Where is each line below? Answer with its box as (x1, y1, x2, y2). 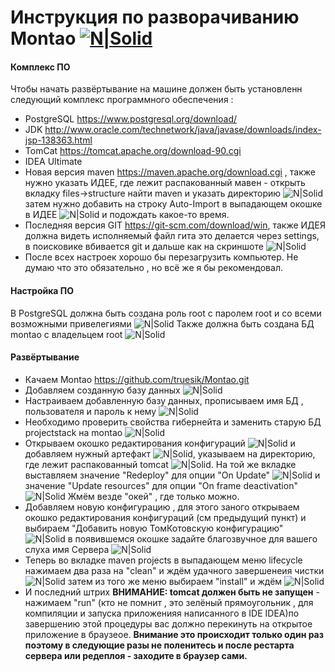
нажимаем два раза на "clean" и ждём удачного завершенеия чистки (24, 564, 325, 576)
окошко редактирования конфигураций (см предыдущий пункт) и (24, 511, 307, 523)
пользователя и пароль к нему (24, 405, 157, 417)
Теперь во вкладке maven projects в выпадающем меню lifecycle (24, 554, 303, 566)
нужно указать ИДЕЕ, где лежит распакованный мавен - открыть (24, 177, 306, 189)
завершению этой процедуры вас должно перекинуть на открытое (24, 617, 313, 630)
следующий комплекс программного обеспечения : (10, 94, 234, 106)
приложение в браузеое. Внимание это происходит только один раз (24, 628, 325, 640)
